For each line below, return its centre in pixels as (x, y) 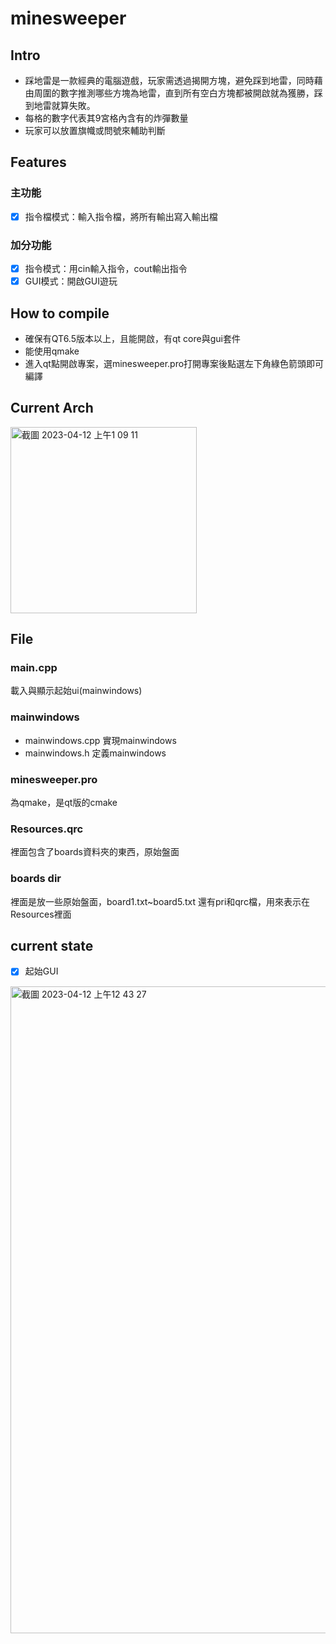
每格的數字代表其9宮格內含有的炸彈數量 (106, 118)
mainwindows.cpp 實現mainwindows (100, 740)
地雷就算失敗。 (64, 105)
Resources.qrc (47, 829)
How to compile (60, 313)
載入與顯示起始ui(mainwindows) (76, 691)
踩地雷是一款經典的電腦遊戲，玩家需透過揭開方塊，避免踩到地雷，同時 (169, 80)
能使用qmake (52, 351)
